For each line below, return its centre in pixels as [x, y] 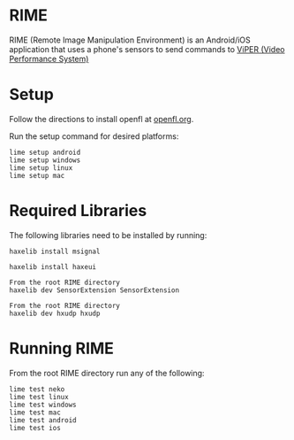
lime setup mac [37, 175]
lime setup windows [45, 160]
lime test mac [35, 413]
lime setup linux [41, 168]
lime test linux [39, 397]
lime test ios [35, 428]
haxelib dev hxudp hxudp [55, 313]
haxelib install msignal [55, 251]
